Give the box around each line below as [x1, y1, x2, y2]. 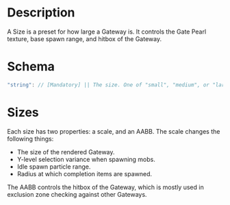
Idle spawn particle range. [16, 162, 91, 171]
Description [7, 5, 75, 21]
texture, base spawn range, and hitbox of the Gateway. [7, 34, 162, 43]
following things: [7, 134, 54, 143]
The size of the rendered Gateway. [16, 147, 115, 156]
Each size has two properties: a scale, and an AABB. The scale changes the [7, 127, 220, 135]
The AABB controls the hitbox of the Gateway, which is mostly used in [7, 183, 204, 191]
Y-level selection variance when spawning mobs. [16, 155, 155, 163]
